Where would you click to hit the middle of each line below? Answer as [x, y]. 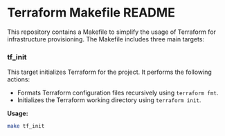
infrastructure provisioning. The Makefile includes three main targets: [106, 39]
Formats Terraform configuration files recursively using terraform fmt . [118, 93]
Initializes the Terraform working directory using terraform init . [109, 100]
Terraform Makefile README [91, 13]
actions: [18, 79]
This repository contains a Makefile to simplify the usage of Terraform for [112, 32]
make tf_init [26, 126]
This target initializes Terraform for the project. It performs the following [110, 72]
